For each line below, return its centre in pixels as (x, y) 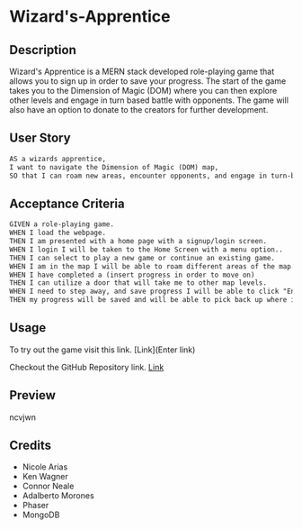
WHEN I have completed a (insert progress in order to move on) (132, 275)
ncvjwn (22, 417)
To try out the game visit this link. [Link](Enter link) (102, 350)
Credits (31, 446)
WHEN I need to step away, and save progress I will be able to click (144, 292)
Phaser (36, 506)
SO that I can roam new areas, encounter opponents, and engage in (138, 176)
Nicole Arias (45, 467)
